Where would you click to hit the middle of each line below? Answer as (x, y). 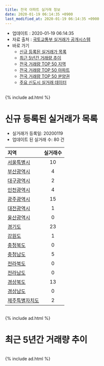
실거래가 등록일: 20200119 (38, 134)
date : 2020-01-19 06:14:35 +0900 (39, 14)
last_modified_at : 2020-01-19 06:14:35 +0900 (52, 19)
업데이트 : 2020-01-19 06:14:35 (43, 33)
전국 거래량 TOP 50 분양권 (44, 76)
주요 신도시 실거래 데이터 (43, 83)
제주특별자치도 (23, 301)
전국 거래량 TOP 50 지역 (42, 64)
